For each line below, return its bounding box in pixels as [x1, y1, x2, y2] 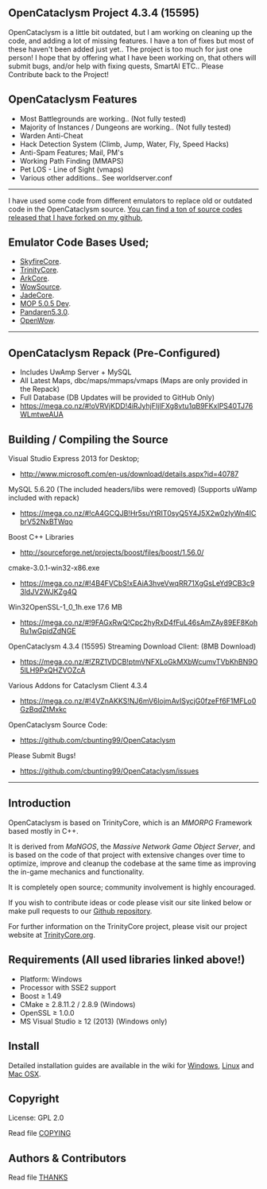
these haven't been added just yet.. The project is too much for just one [8, 44, 242, 54]
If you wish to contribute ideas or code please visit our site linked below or [8, 897, 252, 907]
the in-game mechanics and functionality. [8, 866, 145, 877]
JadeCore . [19, 290, 55, 300]
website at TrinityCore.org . [8, 930, 95, 939]
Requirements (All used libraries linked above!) [8, 953, 246, 966]
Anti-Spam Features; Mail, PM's [19, 147, 124, 157]
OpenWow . [19, 316, 56, 325]
